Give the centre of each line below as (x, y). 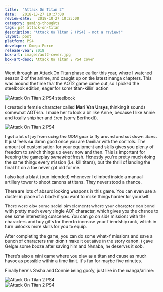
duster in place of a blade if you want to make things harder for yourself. (77, 197)
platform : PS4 (19, 41)
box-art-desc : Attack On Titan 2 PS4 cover (50, 59)
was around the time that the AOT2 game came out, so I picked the (72, 84)
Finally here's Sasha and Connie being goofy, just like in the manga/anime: (80, 271)
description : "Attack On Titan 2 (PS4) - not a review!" (64, 32)
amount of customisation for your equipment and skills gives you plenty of (80, 147)
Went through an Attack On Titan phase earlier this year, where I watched (79, 73)
